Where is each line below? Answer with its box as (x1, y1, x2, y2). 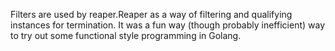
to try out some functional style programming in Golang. (10, 30, 242, 41)
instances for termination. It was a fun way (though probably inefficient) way (10, 19, 326, 31)
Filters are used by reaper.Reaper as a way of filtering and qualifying (10, 9, 293, 20)
